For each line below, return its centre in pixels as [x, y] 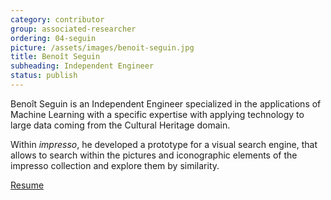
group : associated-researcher [73, 29]
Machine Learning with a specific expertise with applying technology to [157, 114]
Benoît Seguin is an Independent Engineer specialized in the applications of [166, 103]
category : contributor [57, 19]
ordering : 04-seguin [53, 38]
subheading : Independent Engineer [82, 66]
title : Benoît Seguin [55, 57]
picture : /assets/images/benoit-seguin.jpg [102, 47]
